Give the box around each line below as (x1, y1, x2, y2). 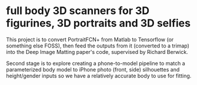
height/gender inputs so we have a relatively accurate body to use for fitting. (6, 72, 192, 79)
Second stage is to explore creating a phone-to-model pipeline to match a (6, 60, 185, 67)
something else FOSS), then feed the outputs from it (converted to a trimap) (6, 42, 190, 49)
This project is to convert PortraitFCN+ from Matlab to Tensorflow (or (6, 36, 174, 43)
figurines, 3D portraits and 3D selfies (6, 16, 191, 30)
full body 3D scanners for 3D (6, 4, 150, 18)
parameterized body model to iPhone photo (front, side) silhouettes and (6, 66, 180, 73)
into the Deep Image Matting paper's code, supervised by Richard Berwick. (6, 48, 188, 55)
